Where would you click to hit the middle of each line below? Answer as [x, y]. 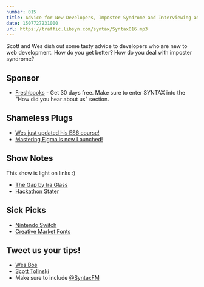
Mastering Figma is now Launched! [59, 139]
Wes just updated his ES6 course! [57, 133]
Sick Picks [26, 210]
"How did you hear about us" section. [62, 99]
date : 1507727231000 [32, 23]
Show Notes [30, 158]
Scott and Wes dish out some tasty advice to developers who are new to [97, 46]
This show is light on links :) [41, 173]
